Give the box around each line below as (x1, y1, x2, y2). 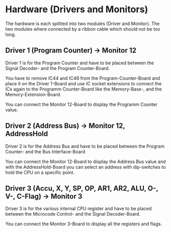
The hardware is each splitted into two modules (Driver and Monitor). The (5, 20, 160, 27)
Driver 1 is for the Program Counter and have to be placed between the (5, 60, 154, 66)
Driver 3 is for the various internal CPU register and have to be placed (5, 205, 152, 212)
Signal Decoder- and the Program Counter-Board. (5, 65, 110, 71)
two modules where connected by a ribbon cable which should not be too (5, 26, 161, 32)
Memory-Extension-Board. (5, 91, 61, 98)
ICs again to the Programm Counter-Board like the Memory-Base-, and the (5, 86, 162, 92)
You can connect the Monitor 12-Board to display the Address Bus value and (5, 158, 166, 165)
